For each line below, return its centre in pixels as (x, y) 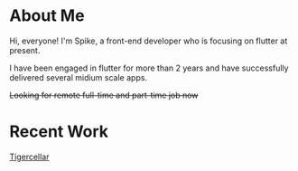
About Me (47, 16)
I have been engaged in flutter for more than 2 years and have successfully (149, 68)
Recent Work (59, 132)
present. (25, 50)
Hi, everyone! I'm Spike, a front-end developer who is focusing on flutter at (149, 41)
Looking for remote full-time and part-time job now (104, 95)
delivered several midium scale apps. (78, 77)
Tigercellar (29, 157)
